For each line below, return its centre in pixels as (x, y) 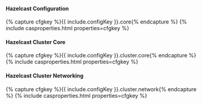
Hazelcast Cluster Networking (45, 76)
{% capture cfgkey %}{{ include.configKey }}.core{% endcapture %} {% (96, 22)
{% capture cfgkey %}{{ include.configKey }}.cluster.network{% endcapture (101, 89)
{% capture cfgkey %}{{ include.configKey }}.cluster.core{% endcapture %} (101, 56)
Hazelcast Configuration (37, 8)
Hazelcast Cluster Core (36, 42)
